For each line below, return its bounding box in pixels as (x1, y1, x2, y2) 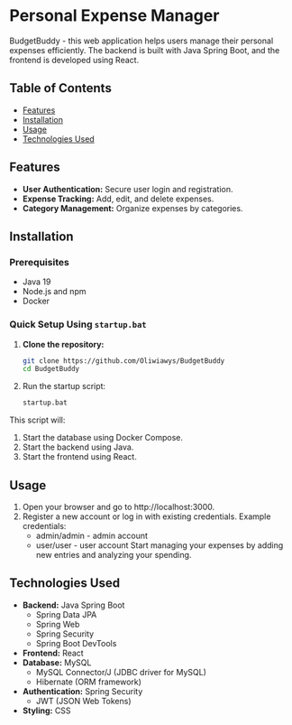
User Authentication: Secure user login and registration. (22, 183, 233, 194)
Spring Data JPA (35, 609, 97, 619)
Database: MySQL (22, 656, 92, 668)
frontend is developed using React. (9, 54, 140, 65)
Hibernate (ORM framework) (35, 676, 142, 687)
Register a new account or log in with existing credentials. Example (22, 511, 271, 522)
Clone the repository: (22, 339, 105, 349)
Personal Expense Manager (9, 5, 220, 26)
